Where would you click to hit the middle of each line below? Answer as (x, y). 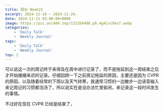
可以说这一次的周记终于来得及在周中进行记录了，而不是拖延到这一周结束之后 (82, 69)
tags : (10, 41)
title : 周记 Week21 (24, 9)
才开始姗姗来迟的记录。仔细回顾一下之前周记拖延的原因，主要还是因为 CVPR (82, 75)
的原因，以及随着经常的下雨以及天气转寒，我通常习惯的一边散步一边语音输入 (82, 81)
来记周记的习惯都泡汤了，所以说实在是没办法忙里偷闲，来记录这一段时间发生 (82, 88)
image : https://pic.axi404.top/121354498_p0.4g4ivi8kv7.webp (69, 23)
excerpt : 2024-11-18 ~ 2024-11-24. (41, 14)
